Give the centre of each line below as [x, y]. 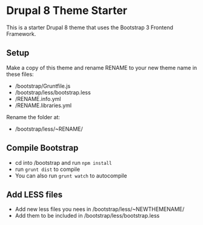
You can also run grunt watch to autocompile [71, 175]
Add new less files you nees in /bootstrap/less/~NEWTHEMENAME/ [100, 209]
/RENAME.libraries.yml [43, 105]
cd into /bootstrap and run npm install [63, 162]
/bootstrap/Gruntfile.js [43, 86]
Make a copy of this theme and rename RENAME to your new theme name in [102, 67]
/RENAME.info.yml [38, 99]
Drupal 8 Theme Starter [67, 11]
